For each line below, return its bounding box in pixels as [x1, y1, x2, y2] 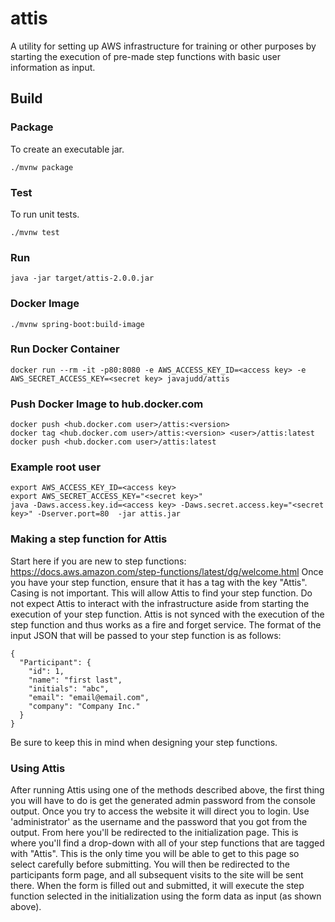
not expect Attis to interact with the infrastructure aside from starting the [10, 597, 310, 609]
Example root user [10, 460, 102, 474]
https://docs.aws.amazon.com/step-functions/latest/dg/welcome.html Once [10, 565, 324, 577]
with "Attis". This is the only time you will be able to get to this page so [10, 848, 300, 859]
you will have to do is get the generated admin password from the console [10, 795, 317, 806]
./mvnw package [10, 162, 74, 172]
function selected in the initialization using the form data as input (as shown [10, 890, 322, 902]
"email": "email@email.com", [28, 692, 150, 702]
